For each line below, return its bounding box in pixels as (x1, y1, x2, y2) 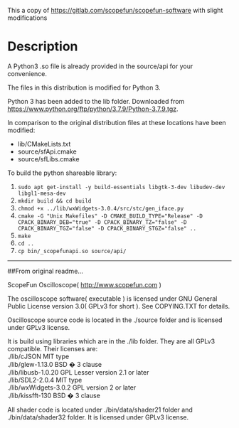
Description (7, 38, 78, 55)
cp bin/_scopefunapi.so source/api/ (17, 247, 127, 255)
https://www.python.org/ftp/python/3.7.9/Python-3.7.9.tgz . (7, 105, 179, 113)
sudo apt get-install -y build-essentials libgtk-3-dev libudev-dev (17, 183, 225, 191)
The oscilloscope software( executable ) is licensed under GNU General (7, 294, 218, 303)
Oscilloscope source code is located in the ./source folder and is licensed (7, 316, 223, 324)
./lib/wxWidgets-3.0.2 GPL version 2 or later (7, 383, 137, 392)
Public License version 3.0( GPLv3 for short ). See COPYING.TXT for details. (7, 301, 230, 310)
